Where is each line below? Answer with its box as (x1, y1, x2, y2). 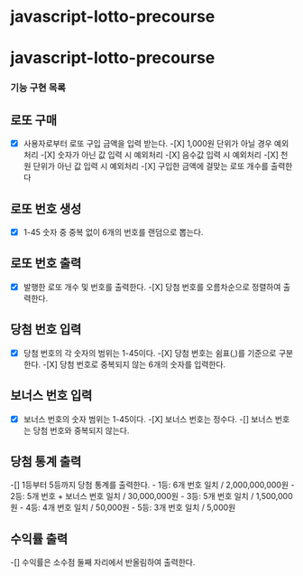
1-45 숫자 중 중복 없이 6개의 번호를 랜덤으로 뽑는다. (23, 226, 204, 237)
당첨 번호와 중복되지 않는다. (32, 425, 130, 436)
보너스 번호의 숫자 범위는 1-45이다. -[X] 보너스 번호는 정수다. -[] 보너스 (23, 413, 273, 424)
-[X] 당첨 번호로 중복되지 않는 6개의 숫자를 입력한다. (42, 359, 226, 370)
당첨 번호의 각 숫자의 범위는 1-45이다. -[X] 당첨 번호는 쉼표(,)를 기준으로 (23, 347, 277, 358)
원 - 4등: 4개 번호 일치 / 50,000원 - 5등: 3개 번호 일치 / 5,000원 (10, 502, 236, 513)
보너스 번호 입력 (10, 388, 93, 403)
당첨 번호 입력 (10, 322, 82, 337)
